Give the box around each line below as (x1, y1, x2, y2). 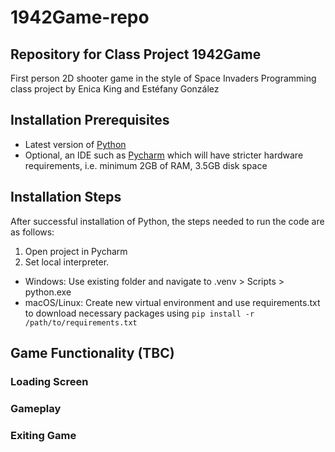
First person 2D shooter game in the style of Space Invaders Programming (10, 72, 317, 84)
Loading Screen (10, 374, 89, 388)
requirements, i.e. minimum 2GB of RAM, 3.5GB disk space (24, 159, 268, 171)
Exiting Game (10, 428, 77, 442)
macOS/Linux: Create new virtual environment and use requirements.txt (24, 296, 321, 308)
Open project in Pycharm (24, 245, 128, 257)
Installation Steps (10, 189, 122, 206)
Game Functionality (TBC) (10, 345, 175, 362)
